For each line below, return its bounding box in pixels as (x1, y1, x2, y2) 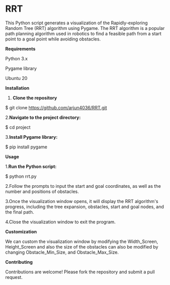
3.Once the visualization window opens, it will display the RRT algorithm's (5, 198, 158, 204)
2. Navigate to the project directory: (5, 114, 81, 120)
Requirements (5, 46, 36, 52)
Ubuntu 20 (5, 75, 28, 81)
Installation (5, 85, 29, 91)
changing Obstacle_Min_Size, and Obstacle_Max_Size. (5, 249, 119, 255)
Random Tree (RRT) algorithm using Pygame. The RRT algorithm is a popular (5, 25, 165, 31)
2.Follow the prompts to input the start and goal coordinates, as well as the (5, 183, 161, 189)
